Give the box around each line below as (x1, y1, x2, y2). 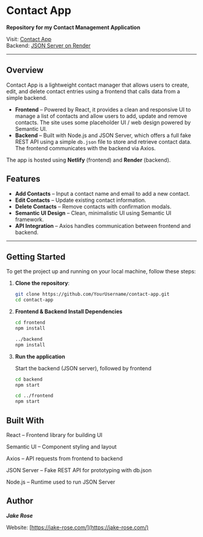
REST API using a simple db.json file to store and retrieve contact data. (14, 138, 192, 145)
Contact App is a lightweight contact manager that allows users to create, (6, 81, 189, 88)
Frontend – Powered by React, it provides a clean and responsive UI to (14, 105, 192, 113)
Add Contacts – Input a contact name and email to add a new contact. (14, 190, 190, 197)
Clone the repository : (14, 279, 70, 287)
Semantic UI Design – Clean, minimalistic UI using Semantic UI (14, 209, 172, 216)
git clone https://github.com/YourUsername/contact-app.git (14, 292, 170, 298)
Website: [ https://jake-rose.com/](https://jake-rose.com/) (6, 524, 149, 531)
